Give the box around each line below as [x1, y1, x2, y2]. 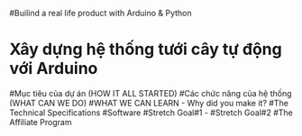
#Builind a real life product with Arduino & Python [9, 8, 192, 18]
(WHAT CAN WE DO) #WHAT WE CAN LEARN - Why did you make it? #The [9, 97, 288, 108]
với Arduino [9, 59, 98, 79]
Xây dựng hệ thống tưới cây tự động [9, 40, 282, 59]
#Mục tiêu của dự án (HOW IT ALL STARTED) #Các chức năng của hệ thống [9, 87, 292, 98]
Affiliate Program [9, 116, 72, 127]
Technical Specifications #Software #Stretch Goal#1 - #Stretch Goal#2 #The [9, 107, 293, 118]
